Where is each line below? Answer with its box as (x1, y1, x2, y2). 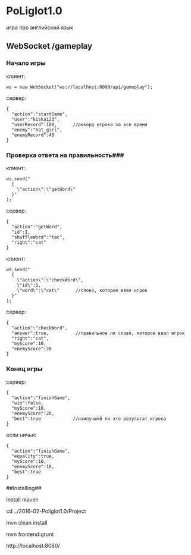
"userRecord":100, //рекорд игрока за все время (11, 121, 148, 127)
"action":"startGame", (11, 111, 68, 117)
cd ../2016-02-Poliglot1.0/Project (6, 507, 86, 515)
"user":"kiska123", (11, 116, 60, 123)
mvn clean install (6, 519, 48, 526)
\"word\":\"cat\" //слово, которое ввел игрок (17, 287, 148, 293)
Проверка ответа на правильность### (6, 150, 124, 159)
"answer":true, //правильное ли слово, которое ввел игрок (11, 330, 185, 336)
